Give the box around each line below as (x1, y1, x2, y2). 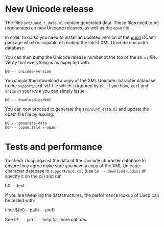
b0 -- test (5, 182, 24, 188)
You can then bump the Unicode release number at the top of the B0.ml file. (5, 54, 158, 60)
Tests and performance (5, 141, 103, 152)
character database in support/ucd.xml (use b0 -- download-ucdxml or (5, 168, 146, 174)
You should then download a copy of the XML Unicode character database (5, 77, 156, 83)
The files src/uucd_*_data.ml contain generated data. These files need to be (5, 20, 159, 25)
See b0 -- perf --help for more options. (5, 216, 88, 222)
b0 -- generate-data (5, 121, 47, 126)
